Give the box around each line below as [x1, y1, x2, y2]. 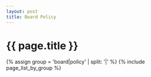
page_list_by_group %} [6, 65, 62, 72]
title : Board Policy [6, 14, 57, 20]
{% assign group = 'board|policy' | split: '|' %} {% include [6, 58, 145, 65]
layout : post [6, 8, 38, 15]
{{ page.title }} [6, 39, 79, 52]
